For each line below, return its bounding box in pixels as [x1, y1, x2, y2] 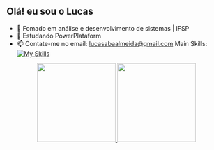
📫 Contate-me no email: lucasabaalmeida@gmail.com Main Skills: [16, 39, 208, 47]
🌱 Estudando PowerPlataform [16, 31, 102, 40]
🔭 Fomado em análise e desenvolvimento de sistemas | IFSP [16, 24, 190, 32]
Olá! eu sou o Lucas [6, 6, 93, 17]
